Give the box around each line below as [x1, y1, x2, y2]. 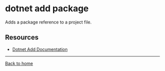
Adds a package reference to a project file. [5, 19, 92, 25]
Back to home [5, 60, 33, 66]
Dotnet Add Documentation [12, 46, 68, 52]
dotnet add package [5, 3, 89, 14]
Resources [5, 33, 39, 42]
